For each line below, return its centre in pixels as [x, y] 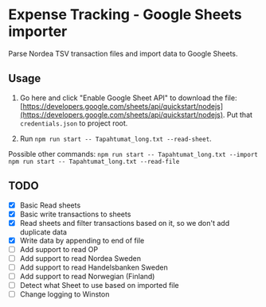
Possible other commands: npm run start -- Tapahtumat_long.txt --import [133, 153]
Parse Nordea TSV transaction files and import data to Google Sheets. [123, 53]
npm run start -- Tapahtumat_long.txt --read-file [94, 161]
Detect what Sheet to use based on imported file [99, 286]
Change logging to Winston [65, 294]
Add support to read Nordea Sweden [80, 258]
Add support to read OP [59, 249]
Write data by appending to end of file [82, 240]
